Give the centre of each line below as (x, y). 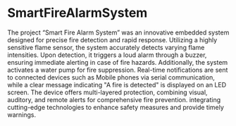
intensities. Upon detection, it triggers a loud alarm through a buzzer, (107, 55)
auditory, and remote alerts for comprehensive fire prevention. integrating (114, 99)
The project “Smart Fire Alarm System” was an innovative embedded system (118, 32)
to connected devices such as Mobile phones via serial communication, (111, 77)
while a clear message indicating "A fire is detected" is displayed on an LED (117, 84)
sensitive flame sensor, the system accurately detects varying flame (106, 47)
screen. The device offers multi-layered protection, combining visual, (107, 92)
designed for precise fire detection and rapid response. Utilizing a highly (112, 39)
